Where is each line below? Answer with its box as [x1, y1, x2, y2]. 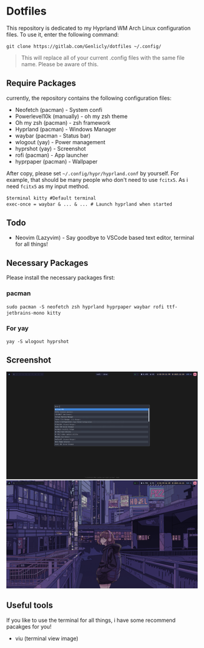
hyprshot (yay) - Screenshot [15, 145, 86, 152]
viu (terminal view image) [15, 635, 79, 642]
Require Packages [6, 78, 76, 89]
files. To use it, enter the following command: [6, 30, 120, 38]
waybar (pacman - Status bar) [15, 132, 91, 139]
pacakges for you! [6, 622, 52, 630]
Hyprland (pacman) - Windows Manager [15, 125, 117, 133]
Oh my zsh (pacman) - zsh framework [15, 119, 111, 126]
